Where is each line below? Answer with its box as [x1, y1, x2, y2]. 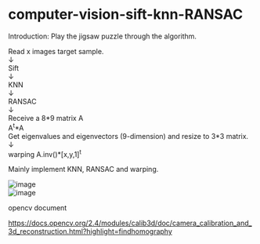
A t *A [8, 122, 24, 133]
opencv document [8, 203, 67, 213]
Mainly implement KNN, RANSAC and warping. [8, 165, 159, 174]
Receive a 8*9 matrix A [8, 113, 84, 122]
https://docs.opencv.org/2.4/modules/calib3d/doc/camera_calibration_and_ [8, 218, 252, 228]
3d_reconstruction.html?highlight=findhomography [8, 227, 172, 236]
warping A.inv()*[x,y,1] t [8, 147, 82, 158]
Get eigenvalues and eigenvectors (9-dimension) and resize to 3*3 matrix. [8, 131, 249, 140]
